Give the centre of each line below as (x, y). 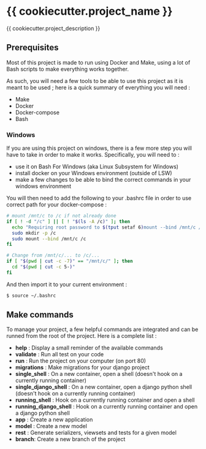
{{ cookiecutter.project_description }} (53, 28)
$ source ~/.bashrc (31, 295)
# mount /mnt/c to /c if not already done (61, 216)
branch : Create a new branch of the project (70, 439)
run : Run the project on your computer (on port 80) (80, 361)
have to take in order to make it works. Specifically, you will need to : (93, 155)
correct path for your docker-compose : (57, 205)
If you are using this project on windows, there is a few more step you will (99, 148)
